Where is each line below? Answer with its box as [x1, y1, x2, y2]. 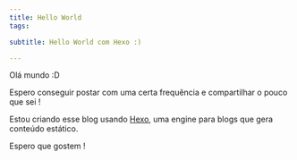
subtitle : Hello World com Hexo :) [9, 38, 142, 46]
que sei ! [9, 97, 41, 107]
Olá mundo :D [9, 70, 60, 80]
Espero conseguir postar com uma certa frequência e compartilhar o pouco [9, 87, 288, 98]
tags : [9, 21, 30, 30]
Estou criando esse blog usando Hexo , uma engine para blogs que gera [9, 114, 274, 125]
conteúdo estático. [9, 123, 79, 134]
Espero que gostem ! [9, 140, 87, 152]
